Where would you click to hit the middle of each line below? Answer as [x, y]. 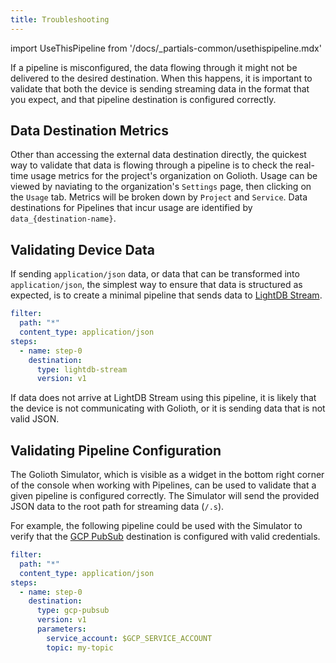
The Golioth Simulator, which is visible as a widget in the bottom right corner [167, 475]
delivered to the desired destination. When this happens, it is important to [161, 78]
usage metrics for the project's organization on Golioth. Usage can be [174, 176]
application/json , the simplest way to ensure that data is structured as [156, 285]
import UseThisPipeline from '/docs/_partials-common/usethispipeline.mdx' [166, 48]
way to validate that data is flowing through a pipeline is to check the [151, 165]
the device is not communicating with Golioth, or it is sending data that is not [168, 408]
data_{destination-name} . [63, 218]
